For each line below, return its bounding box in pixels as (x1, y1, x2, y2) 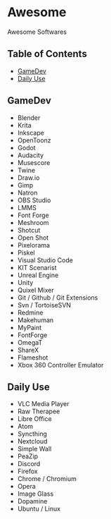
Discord (17, 460, 41, 468)
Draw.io (17, 173, 40, 182)
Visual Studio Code (17, 255, 74, 264)
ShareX (17, 346, 39, 354)
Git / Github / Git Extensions (17, 293, 98, 302)
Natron (17, 188, 38, 197)
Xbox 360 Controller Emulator (17, 360, 104, 369)
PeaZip (17, 452, 39, 460)
